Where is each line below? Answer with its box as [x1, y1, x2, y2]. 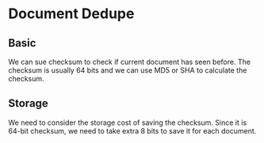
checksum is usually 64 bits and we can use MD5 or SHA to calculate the [8, 66, 247, 75]
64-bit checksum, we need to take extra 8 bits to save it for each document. [8, 126, 257, 135]
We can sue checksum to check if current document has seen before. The [8, 57, 251, 66]
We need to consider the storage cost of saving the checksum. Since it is [8, 118, 247, 127]
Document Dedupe [8, 5, 135, 23]
